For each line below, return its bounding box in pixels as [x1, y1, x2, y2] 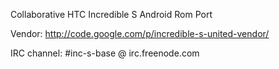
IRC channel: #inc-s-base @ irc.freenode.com [10, 47, 200, 59]
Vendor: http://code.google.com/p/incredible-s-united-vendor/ [10, 28, 270, 39]
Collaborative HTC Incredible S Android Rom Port [10, 9, 213, 20]
